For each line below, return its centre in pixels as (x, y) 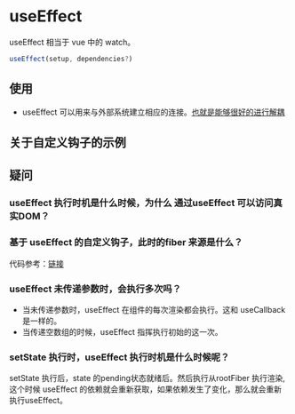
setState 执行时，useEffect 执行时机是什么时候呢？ (120, 357)
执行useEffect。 (39, 401)
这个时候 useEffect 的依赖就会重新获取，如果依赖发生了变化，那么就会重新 (146, 389)
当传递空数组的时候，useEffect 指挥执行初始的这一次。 (123, 331)
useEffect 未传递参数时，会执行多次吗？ (96, 289)
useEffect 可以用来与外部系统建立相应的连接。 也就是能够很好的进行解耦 (154, 112)
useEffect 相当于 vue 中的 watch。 (72, 42)
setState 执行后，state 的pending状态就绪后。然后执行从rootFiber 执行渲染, (147, 378)
